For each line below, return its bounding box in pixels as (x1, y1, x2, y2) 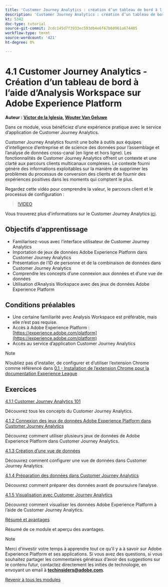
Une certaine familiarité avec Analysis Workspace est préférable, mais (12, 314, 157, 320)
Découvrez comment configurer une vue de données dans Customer (5, 457, 147, 463)
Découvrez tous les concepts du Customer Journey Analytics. (5, 408, 133, 414)
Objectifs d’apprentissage (5, 225, 88, 234)
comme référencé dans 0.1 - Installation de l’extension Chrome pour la (5, 365, 149, 371)
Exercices (5, 385, 36, 393)
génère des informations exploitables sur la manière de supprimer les (5, 166, 148, 172)
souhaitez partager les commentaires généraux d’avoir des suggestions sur (5, 556, 161, 562)
